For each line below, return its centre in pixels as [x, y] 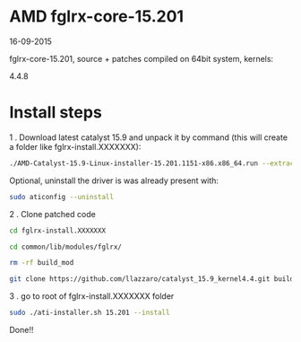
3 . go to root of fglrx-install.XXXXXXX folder [92, 296]
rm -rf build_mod [42, 263]
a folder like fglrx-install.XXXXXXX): [75, 146]
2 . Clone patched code [52, 214]
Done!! [21, 330]
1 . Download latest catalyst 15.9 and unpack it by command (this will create [149, 137]
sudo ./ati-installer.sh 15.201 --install [90, 313]
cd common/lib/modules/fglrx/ [66, 247]
